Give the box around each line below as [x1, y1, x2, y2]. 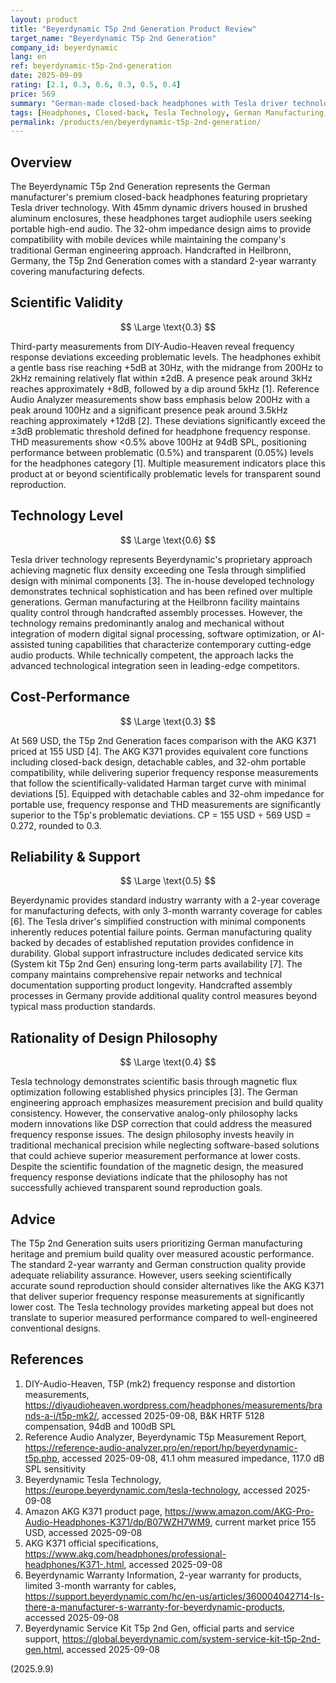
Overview [10, 154, 73, 171]
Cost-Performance [10, 689, 131, 706]
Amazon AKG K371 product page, [24, 1505, 163, 1517]
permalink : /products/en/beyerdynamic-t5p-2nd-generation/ [10, 117, 262, 127]
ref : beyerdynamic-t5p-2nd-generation [10, 61, 172, 71]
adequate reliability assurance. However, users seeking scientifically [10, 1269, 292, 1281]
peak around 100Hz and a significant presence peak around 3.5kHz [10, 404, 288, 416]
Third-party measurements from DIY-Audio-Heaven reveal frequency [10, 340, 295, 352]
